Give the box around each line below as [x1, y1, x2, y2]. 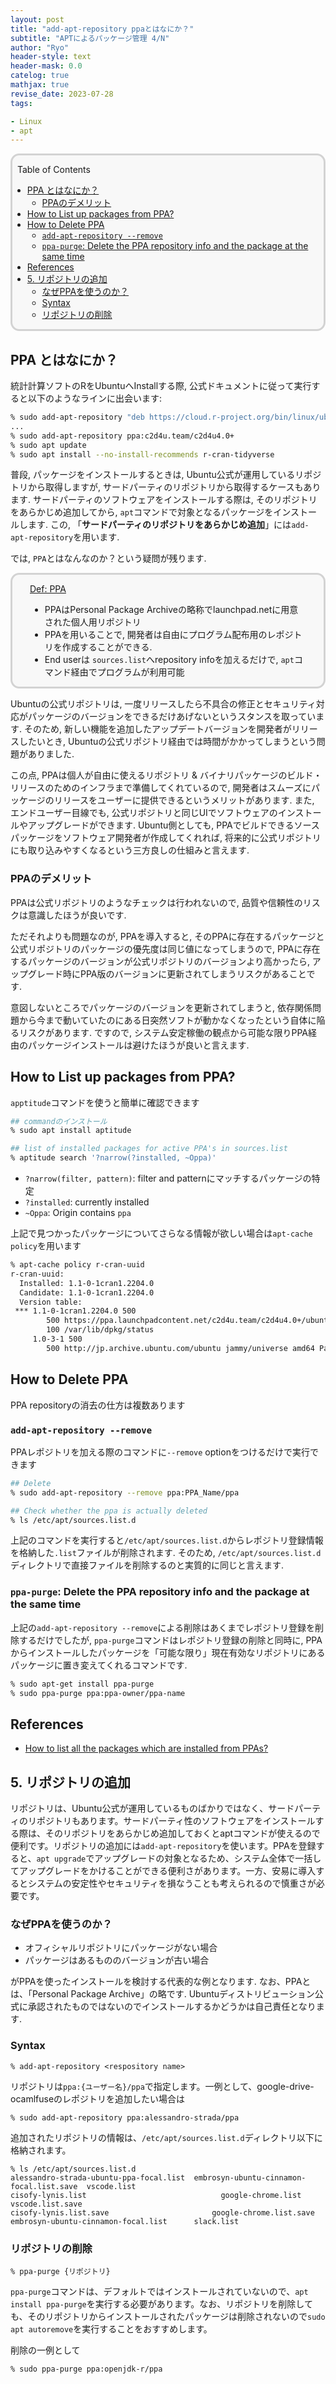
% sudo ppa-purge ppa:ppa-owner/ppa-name [10, 1688, 186, 1698]
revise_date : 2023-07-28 [10, 89, 114, 99]
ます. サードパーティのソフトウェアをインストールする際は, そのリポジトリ [10, 494, 318, 506]
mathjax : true [10, 80, 70, 90]
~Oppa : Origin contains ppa [24, 1207, 132, 1219]
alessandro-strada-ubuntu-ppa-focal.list [10, 2172, 186, 2183]
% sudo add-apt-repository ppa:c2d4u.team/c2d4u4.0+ [10, 431, 235, 441]
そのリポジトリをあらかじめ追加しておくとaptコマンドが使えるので [44, 1827, 321, 1840]
